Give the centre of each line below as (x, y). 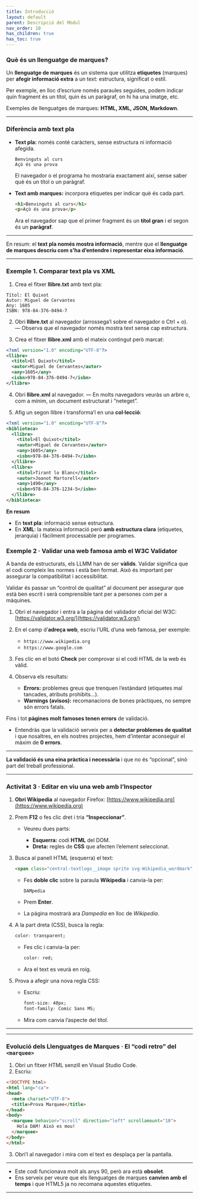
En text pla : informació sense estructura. (65, 523)
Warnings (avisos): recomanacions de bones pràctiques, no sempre (107, 701)
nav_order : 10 (24, 28)
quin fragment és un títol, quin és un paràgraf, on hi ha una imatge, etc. (93, 97)
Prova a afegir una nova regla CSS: (57, 981)
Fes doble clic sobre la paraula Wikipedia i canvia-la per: (94, 880)
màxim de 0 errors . (38, 742)
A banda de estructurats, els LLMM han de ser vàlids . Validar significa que (97, 564)
